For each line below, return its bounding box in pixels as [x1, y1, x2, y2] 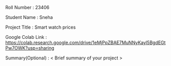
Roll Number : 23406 [5, 5, 50, 10]
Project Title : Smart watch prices [5, 24, 76, 30]
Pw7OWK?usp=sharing [5, 45, 55, 51]
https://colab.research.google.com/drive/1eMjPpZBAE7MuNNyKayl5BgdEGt [5, 39, 166, 46]
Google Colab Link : [5, 34, 47, 40]
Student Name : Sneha [5, 14, 53, 20]
